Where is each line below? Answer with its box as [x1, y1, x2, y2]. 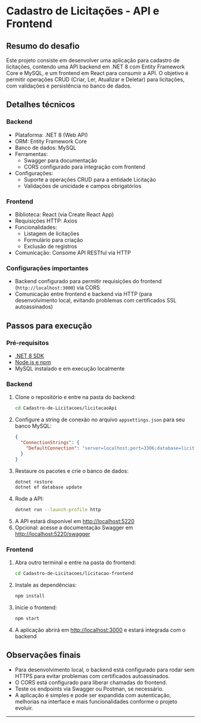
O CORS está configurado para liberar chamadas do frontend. [14, 679, 167, 686]
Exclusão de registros [23, 242, 78, 250]
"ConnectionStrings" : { [20, 440, 80, 446]
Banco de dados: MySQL [14, 144, 77, 151]
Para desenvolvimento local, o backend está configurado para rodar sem [14, 666, 195, 673]
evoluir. [14, 704, 33, 712]
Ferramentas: [14, 150, 48, 157]
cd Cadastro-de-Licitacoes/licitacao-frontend [14, 571, 133, 577]
